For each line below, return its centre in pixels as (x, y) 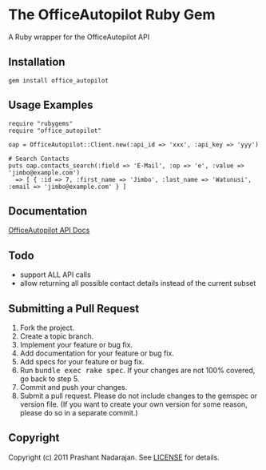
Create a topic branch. (57, 336)
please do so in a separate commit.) (79, 413)
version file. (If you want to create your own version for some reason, (133, 404)
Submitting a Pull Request (74, 309)
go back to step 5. (50, 379)
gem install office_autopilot (59, 80)
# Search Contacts (39, 159)
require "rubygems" (41, 123)
